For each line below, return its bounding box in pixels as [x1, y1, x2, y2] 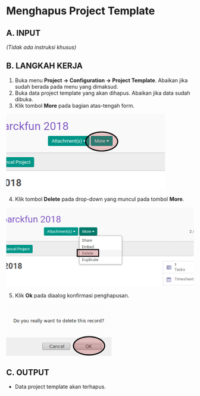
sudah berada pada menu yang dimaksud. [14, 83, 118, 90]
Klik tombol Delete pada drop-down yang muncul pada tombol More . [14, 195, 185, 202]
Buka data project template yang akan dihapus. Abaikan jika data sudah [14, 89, 190, 96]
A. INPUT [6, 28, 40, 38]
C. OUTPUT [6, 367, 49, 378]
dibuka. [14, 95, 34, 102]
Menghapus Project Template [6, 4, 155, 18]
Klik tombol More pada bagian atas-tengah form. [14, 102, 135, 109]
